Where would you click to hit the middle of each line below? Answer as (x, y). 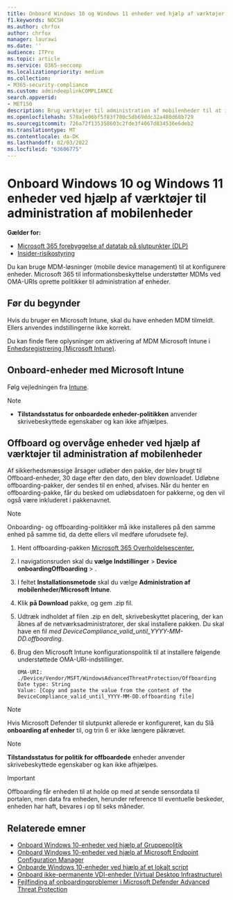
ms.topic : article (34, 59)
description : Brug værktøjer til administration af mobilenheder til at (114, 111)
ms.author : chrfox (34, 26)
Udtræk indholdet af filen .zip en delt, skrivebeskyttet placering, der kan (120, 616)
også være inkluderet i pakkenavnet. (59, 500)
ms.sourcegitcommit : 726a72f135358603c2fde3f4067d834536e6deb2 (101, 123)
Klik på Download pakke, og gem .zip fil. (75, 603)
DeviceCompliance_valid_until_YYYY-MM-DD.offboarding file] (106, 697)
